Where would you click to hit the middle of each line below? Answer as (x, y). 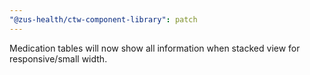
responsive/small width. (58, 58)
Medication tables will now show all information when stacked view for (155, 48)
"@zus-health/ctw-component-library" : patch (103, 19)
